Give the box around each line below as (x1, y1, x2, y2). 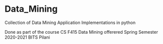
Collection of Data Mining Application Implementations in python (4, 20, 136, 25)
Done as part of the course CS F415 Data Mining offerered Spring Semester (4, 29, 159, 35)
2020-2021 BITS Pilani (4, 34, 50, 40)
